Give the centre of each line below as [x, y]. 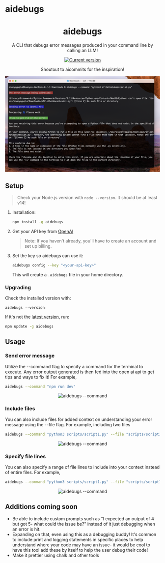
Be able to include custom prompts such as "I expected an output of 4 [83, 519]
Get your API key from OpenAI [43, 231]
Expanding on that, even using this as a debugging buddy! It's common [84, 534]
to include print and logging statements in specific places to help [78, 539]
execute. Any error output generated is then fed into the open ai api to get [80, 372]
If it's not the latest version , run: [37, 317]
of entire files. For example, [33, 472]
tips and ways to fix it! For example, [41, 377]
